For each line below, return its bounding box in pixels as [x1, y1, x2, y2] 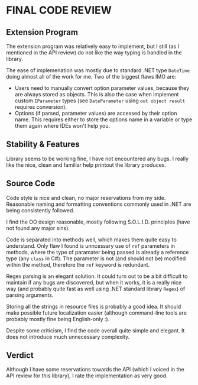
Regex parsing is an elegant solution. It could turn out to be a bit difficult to [6, 273, 188, 280]
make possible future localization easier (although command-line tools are [6, 309, 187, 316]
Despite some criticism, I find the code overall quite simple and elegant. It [6, 326, 185, 334]
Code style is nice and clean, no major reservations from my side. [6, 194, 166, 201]
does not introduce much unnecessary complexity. [6, 333, 130, 340]
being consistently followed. [6, 206, 75, 213]
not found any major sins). [6, 224, 70, 231]
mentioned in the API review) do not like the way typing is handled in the [6, 49, 182, 56]
